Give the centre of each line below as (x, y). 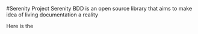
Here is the (20, 26)
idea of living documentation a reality (52, 15)
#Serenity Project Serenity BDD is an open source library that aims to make (99, 8)
